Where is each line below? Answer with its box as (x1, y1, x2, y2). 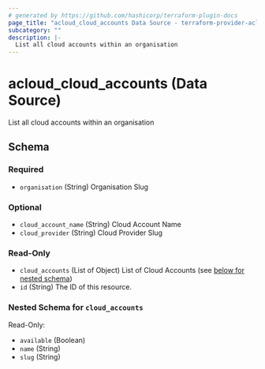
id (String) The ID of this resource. (19, 282, 132, 292)
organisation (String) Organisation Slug (19, 182, 148, 192)
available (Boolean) (19, 335, 86, 345)
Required (8, 164, 44, 175)
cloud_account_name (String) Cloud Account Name (19, 220, 181, 229)
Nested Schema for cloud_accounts (8, 302, 144, 313)
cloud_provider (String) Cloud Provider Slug (19, 228, 163, 237)
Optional (8, 202, 42, 213)
